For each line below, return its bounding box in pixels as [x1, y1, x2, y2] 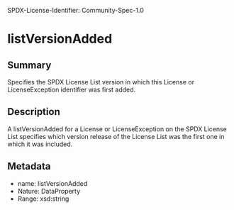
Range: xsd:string [17, 194, 69, 203]
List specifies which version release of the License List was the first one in [7, 132, 225, 140]
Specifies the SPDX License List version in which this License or [7, 78, 195, 86]
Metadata [7, 160, 51, 172]
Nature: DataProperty [17, 187, 81, 195]
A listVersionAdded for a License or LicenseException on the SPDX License [7, 124, 227, 133]
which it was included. [7, 140, 73, 148]
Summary [7, 59, 52, 71]
